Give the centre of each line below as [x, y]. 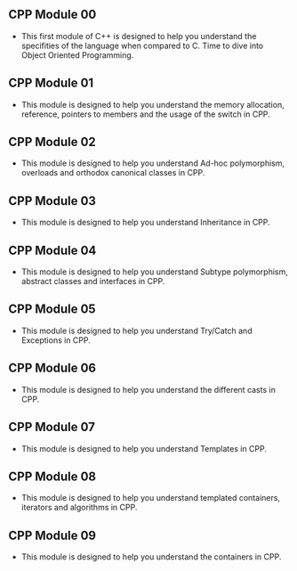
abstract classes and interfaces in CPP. [93, 281]
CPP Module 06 [52, 368]
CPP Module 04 [52, 250]
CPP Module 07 [52, 427]
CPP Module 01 [51, 83]
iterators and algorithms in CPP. [79, 508]
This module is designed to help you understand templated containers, [151, 498]
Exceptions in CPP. [56, 340]
